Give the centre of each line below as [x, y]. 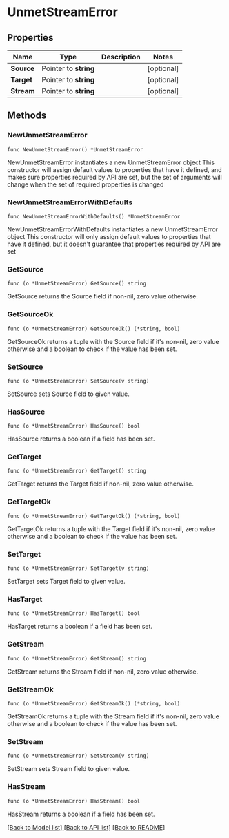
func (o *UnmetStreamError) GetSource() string [77, 284]
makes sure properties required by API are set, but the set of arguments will [114, 177]
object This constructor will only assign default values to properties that [109, 236]
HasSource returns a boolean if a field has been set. [81, 439]
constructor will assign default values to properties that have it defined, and [114, 169]
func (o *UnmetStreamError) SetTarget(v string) [78, 569]
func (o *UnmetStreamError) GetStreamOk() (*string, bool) [94, 703]
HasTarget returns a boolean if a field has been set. [80, 627]
